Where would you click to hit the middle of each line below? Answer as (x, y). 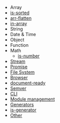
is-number (28, 56)
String (17, 29)
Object (17, 40)
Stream (18, 61)
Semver (18, 88)
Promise (19, 67)
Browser (19, 78)
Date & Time (23, 34)
